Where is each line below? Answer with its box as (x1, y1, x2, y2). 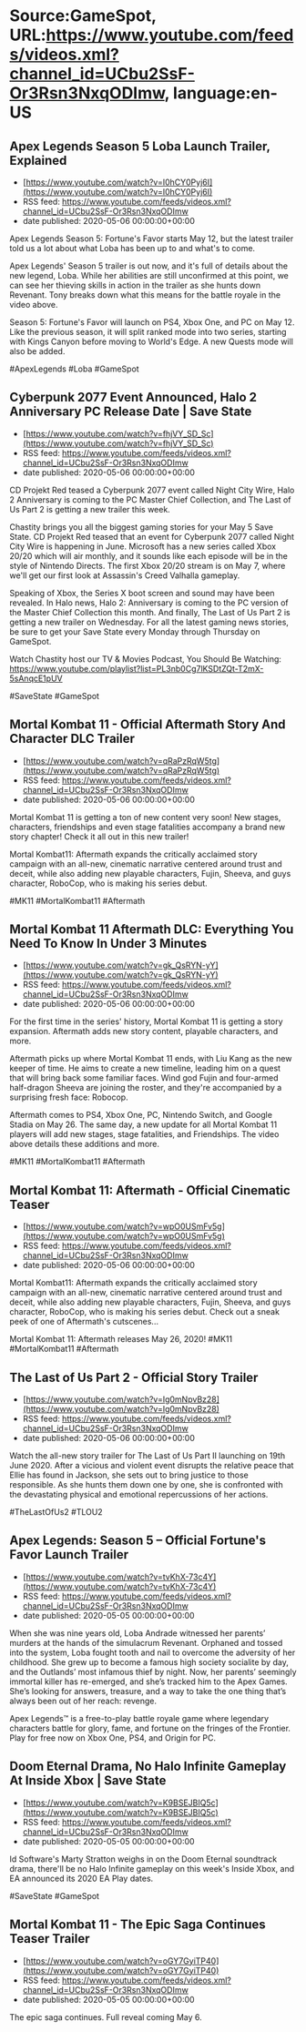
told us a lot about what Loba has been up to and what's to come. (9, 243, 256, 253)
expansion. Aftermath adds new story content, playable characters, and (9, 1026, 279, 1037)
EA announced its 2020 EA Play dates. (9, 1873, 154, 1884)
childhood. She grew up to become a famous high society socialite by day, (9, 1656, 289, 1667)
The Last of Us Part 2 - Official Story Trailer (9, 1369, 259, 1385)
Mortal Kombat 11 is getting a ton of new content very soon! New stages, (9, 811, 281, 822)
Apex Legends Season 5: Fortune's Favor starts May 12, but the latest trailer (9, 233, 294, 244)
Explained (9, 152, 67, 168)
